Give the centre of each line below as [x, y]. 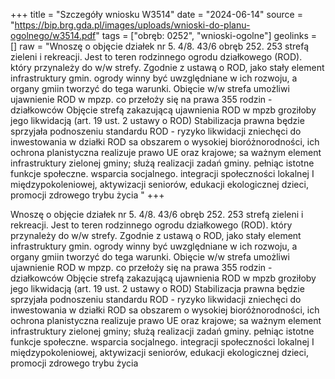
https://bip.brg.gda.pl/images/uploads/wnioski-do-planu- [132, 25]
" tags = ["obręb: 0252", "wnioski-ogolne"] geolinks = [206, 35]
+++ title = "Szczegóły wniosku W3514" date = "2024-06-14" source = [156, 14]
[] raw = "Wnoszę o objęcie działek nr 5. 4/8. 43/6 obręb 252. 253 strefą [160, 46]
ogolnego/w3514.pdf [53, 35]
